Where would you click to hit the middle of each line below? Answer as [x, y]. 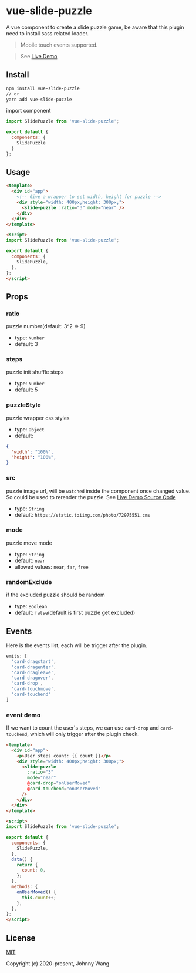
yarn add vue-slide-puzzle [39, 99]
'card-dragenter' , [34, 667]
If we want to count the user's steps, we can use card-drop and [83, 728]
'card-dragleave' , [34, 672]
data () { [22, 859]
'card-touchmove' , [34, 689]
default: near [30, 560]
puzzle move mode [29, 543]
